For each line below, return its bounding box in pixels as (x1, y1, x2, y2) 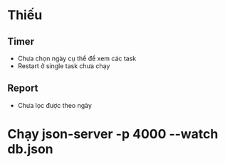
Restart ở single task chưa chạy (17, 62, 110, 70)
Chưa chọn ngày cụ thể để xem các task (17, 54, 137, 62)
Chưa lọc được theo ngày (17, 101, 93, 109)
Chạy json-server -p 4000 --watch (7, 126, 219, 142)
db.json (7, 141, 53, 157)
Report (7, 82, 38, 94)
